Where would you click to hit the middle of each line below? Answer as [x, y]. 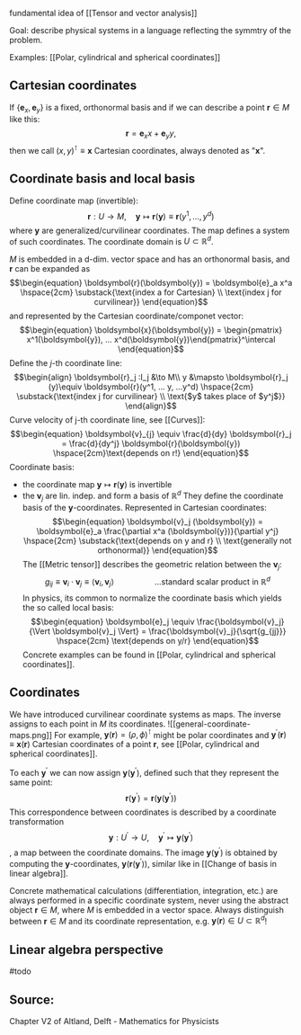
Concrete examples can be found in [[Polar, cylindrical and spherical [149, 655]
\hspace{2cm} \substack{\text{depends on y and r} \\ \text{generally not [158, 540]
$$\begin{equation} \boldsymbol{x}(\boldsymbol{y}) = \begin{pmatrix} [151, 330]
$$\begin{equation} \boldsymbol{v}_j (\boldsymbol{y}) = [158, 522]
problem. [26, 40]
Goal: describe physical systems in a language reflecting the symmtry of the [150, 30]
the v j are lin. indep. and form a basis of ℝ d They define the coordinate [153, 496]
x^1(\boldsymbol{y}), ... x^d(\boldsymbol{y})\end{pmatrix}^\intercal [151, 340]
